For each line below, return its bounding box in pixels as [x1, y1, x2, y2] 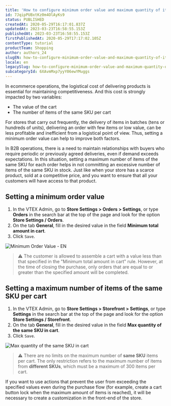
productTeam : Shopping [5, 45, 53, 50]
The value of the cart [12, 104, 57, 110]
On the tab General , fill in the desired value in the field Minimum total [12, 222, 159, 229]
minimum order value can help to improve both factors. [5, 136, 121, 141]
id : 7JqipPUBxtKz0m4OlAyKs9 [5, 12, 65, 17]
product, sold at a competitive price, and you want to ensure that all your [5, 172, 158, 179]
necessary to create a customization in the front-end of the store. [5, 395, 142, 401]
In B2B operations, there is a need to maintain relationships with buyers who [5, 145, 165, 151]
